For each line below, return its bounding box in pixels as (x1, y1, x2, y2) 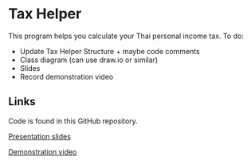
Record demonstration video (19, 72, 114, 81)
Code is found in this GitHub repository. (8, 116, 138, 126)
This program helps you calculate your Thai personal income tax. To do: (8, 31, 245, 41)
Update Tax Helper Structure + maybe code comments (19, 46, 201, 56)
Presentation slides (8, 131, 72, 141)
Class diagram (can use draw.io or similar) (19, 55, 159, 64)
